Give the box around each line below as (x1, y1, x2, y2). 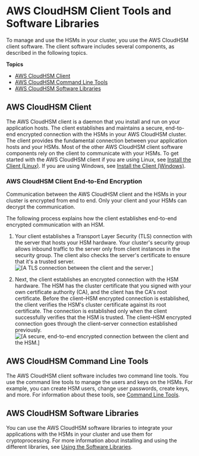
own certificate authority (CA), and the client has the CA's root (14, 289, 168, 296)
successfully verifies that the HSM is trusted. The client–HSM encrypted (14, 314, 192, 321)
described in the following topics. (6, 49, 88, 56)
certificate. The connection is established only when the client (14, 308, 168, 315)
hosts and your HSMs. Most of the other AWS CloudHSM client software (6, 143, 183, 150)
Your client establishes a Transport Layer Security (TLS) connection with (14, 233, 193, 240)
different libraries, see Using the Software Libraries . (6, 443, 132, 450)
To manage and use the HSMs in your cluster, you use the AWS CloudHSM (6, 36, 189, 43)
